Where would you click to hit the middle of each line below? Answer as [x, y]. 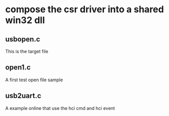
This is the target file [27, 51]
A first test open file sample [34, 80]
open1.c [18, 67]
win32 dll [25, 20]
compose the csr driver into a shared [85, 9]
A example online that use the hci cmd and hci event [60, 108]
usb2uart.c [23, 96]
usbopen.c [23, 39]
